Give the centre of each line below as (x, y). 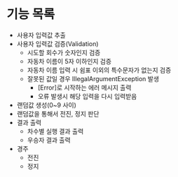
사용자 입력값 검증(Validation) (57, 43)
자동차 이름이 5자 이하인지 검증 (69, 61)
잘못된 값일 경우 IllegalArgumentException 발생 (93, 78)
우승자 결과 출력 (49, 140)
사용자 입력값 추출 (41, 35)
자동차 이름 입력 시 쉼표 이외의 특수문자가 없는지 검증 (99, 70)
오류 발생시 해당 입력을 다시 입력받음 (87, 96)
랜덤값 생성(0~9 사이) (46, 105)
